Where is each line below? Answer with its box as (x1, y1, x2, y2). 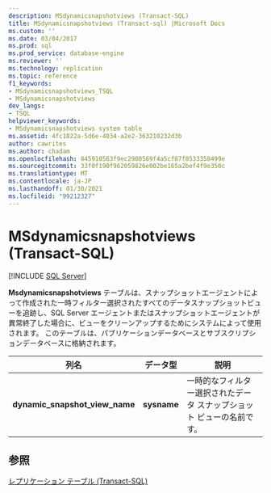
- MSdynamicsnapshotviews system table (8, 124, 143, 133)
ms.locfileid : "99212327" (8, 192, 95, 200)
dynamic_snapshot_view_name (12, 398, 135, 410)
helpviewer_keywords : (8, 117, 81, 125)
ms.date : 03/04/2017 (8, 34, 78, 43)
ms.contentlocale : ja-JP (8, 177, 92, 186)
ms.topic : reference (8, 72, 78, 80)
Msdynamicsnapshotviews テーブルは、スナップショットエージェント (8, 288, 244, 297)
